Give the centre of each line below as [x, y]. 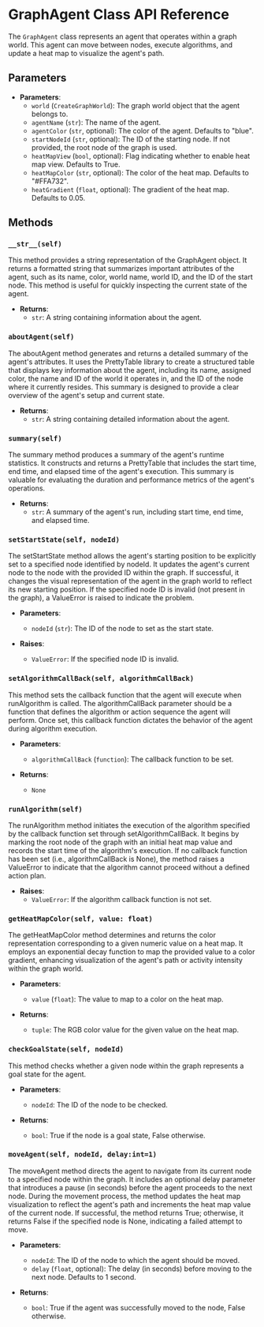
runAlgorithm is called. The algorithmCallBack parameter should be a [120, 703]
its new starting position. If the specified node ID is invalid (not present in [127, 589]
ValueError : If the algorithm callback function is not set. [121, 899]
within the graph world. [46, 968]
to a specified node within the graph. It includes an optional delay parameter [132, 1179]
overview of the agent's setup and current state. [87, 395]
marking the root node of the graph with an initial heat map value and [120, 842]
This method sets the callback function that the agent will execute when [125, 695]
